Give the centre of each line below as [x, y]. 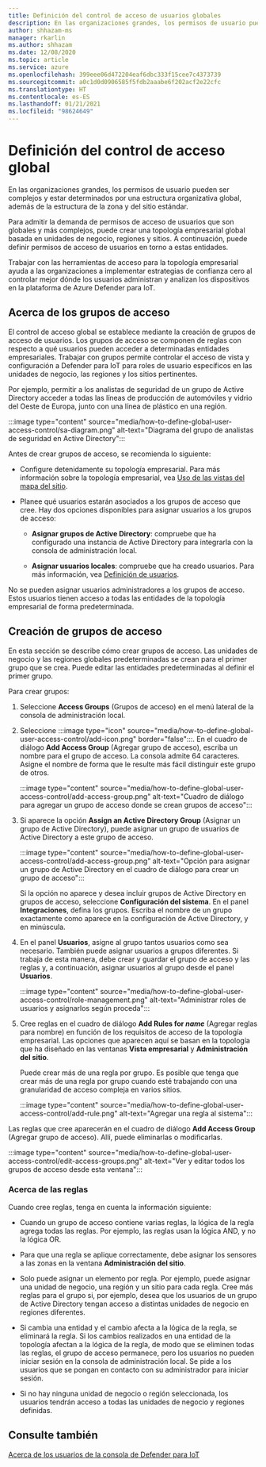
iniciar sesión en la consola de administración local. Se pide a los [125, 1361]
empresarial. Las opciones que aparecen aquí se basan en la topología [135, 1040]
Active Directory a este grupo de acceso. [87, 837]
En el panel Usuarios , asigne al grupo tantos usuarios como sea [124, 942]
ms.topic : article [38, 60]
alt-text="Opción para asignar [201, 861]
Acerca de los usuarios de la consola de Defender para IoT [104, 1454]
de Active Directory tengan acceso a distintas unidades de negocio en [134, 1304]
